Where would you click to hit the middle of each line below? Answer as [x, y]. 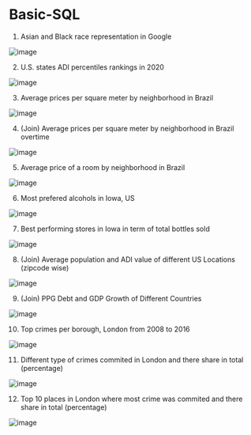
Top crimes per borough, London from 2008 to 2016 [105, 329]
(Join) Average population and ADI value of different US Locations [128, 259]
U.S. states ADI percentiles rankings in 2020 [92, 67]
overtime [35, 137]
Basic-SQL [45, 15]
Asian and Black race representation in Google [96, 36]
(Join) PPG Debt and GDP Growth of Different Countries [111, 298]
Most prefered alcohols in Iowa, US [77, 198]
